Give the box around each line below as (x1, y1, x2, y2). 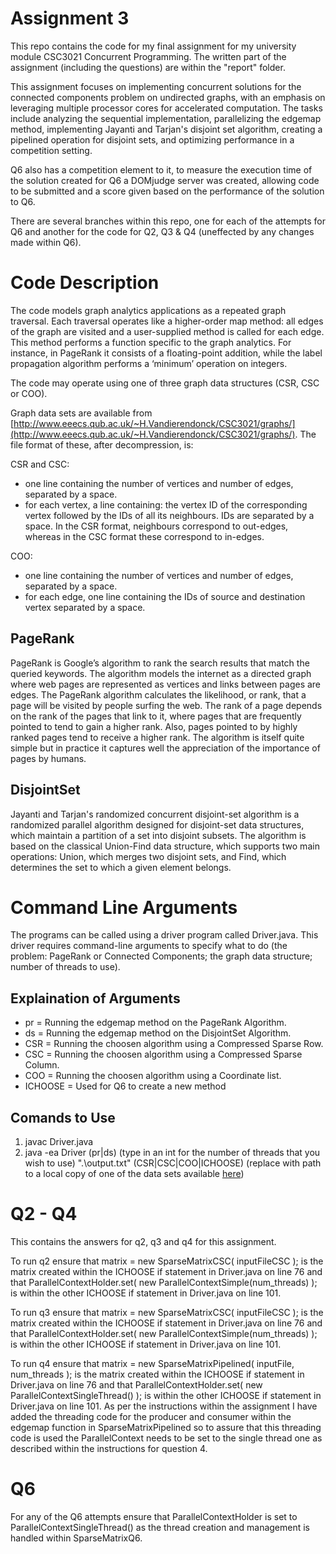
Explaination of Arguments (10, 990, 181, 1007)
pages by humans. (10, 752, 87, 764)
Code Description (10, 272, 160, 294)
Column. (24, 1059, 60, 1071)
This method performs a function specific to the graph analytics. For (10, 336, 292, 348)
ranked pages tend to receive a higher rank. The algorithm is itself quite (10, 731, 305, 743)
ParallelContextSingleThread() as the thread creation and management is (10, 1521, 311, 1533)
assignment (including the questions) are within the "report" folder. (10, 61, 286, 73)
